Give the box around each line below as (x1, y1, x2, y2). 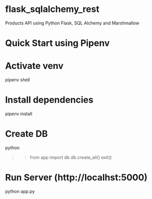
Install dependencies (5, 94, 93, 106)
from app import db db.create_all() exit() (29, 154, 112, 160)
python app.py (5, 188, 35, 194)
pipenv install (5, 111, 32, 117)
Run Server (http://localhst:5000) (5, 172, 148, 183)
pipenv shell (5, 77, 30, 83)
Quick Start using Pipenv (5, 37, 110, 49)
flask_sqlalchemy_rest (5, 3, 99, 15)
